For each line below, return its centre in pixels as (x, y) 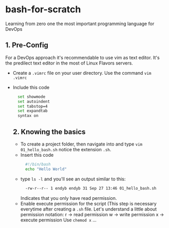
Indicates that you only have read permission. (69, 198)
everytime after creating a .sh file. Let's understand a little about (89, 209)
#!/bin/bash (38, 164)
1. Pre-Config (27, 45)
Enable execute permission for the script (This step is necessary (88, 203)
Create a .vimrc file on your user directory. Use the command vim (82, 73)
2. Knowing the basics (49, 132)
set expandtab (33, 111)
